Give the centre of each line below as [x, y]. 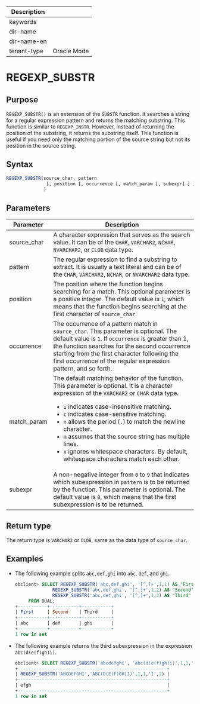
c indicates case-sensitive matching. [115, 414]
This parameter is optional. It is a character [113, 386]
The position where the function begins [108, 284]
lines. [71, 444]
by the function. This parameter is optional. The [119, 489]
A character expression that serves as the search [122, 235]
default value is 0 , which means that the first [115, 497]
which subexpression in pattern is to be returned [122, 482]
